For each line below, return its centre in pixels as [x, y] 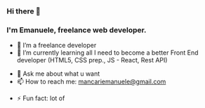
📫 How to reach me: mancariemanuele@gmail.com [91, 82]
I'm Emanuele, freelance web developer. [77, 29]
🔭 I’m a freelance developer [57, 46]
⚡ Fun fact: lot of [41, 98]
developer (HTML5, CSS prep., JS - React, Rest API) [92, 60]
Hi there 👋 [24, 11]
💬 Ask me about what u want [58, 74]
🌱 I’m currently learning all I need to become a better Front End [107, 53]
